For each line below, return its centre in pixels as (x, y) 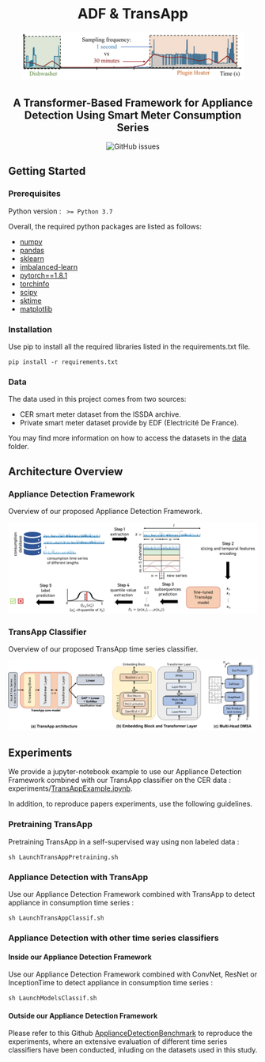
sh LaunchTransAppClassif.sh (56, 918)
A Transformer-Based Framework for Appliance (133, 102)
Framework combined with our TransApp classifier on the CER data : (120, 780)
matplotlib (36, 308)
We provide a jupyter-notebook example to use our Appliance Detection (125, 772)
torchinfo (34, 283)
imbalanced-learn (49, 266)
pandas (32, 250)
